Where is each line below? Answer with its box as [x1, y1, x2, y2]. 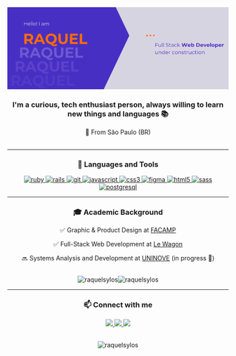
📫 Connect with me [83, 300, 153, 310]
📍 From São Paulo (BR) [85, 128, 151, 136]
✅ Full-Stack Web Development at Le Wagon [53, 240, 183, 249]
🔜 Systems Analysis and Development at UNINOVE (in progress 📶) [21, 254, 215, 263]
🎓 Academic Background [73, 207, 163, 217]
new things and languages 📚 [67, 109, 169, 119]
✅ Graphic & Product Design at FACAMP [60, 226, 176, 235]
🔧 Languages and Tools [77, 159, 159, 169]
